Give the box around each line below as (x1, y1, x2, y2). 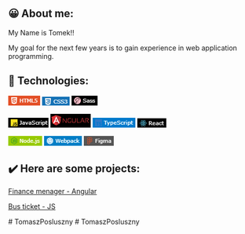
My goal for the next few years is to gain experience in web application (8, 43, 238, 53)
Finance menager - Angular (8, 187, 97, 196)
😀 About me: (8, 7, 75, 20)
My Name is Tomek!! (8, 27, 75, 37)
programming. (8, 51, 54, 60)
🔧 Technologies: (8, 75, 89, 88)
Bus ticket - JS (8, 202, 57, 211)
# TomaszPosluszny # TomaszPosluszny (8, 217, 140, 227)
